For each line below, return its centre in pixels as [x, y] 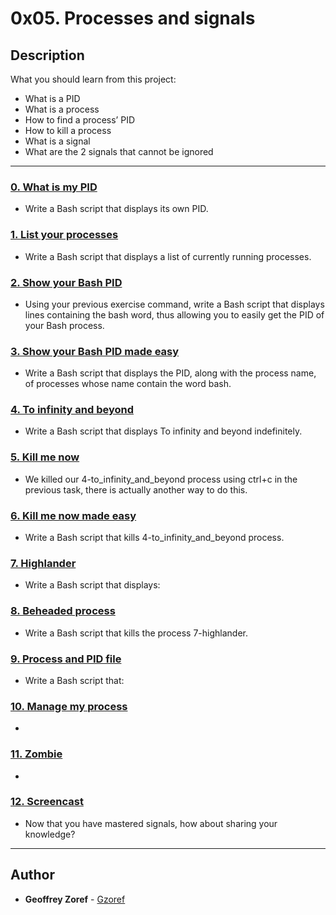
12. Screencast [47, 802]
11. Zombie [36, 754]
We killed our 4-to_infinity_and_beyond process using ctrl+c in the [161, 479]
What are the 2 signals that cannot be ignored [119, 151]
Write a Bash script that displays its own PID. [116, 209]
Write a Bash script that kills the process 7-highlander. [136, 633]
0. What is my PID [54, 187]
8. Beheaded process [63, 611]
